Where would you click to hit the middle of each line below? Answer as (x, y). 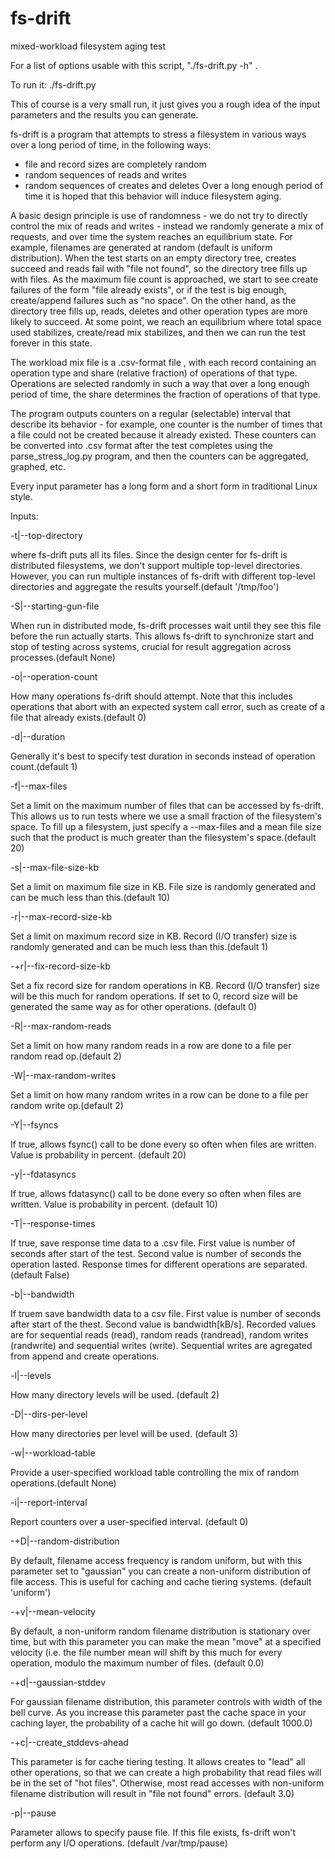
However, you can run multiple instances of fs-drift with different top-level (163, 576)
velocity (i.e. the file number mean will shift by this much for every (146, 1652)
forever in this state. (51, 343)
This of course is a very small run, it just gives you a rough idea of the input (165, 104)
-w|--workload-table (53, 1453)
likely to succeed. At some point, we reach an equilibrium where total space (166, 321)
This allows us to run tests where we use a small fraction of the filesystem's (166, 816)
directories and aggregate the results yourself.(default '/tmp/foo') (145, 586)
